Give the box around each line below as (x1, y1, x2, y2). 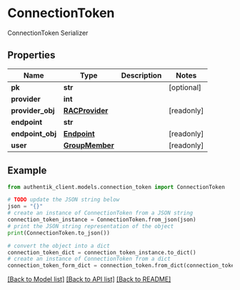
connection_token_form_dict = (7, 262, 98, 269)
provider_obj (11, 105, 55, 115)
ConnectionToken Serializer (7, 29, 89, 37)
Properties (7, 49, 56, 61)
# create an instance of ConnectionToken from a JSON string (7, 209, 194, 217)
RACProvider (63, 105, 109, 115)
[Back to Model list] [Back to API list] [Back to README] (7, 275, 171, 284)
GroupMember (63, 140, 114, 150)
